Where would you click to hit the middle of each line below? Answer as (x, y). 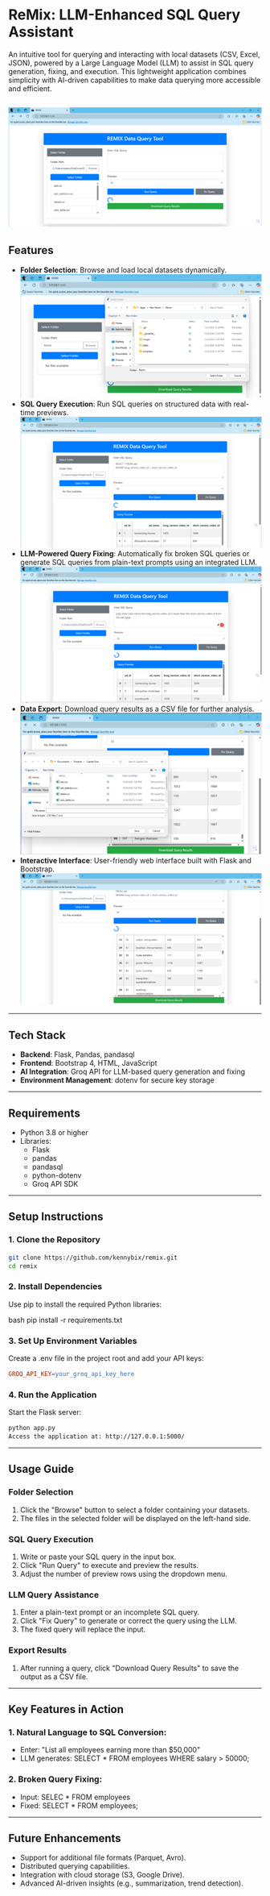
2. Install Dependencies (55, 1287)
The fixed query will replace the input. (83, 1629)
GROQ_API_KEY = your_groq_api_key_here (72, 1374)
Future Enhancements (65, 1838)
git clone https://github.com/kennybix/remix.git (93, 1258)
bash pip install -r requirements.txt (65, 1320)
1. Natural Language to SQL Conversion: (88, 1732)
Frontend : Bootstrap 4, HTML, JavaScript (89, 1063)
